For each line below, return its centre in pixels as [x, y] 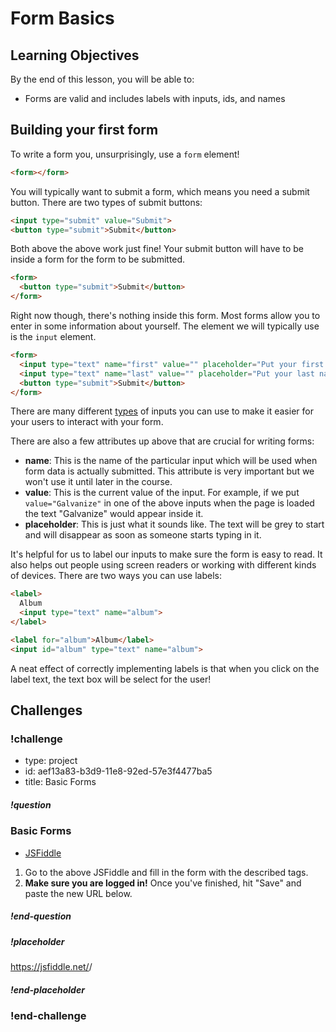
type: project [51, 761]
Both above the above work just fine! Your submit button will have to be [157, 249]
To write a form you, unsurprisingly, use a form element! [125, 154]
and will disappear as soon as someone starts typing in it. [143, 535]
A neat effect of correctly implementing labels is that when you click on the [165, 668]
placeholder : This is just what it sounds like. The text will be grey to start [174, 524]
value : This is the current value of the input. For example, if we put [162, 493]
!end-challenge [48, 1016]
